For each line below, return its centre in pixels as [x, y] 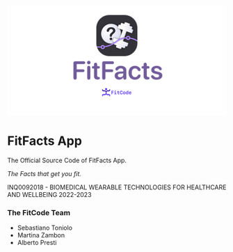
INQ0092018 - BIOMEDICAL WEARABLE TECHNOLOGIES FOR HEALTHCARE [117, 187]
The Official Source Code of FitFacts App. [67, 160]
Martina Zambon [41, 235]
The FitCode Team [39, 212]
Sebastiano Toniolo [45, 228]
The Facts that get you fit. [45, 173]
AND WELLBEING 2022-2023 [49, 194]
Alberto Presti [37, 243]
